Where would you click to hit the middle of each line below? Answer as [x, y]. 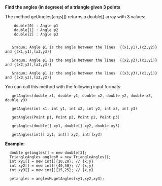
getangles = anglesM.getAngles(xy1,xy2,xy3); [57, 179]
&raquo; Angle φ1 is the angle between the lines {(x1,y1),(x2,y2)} [84, 47]
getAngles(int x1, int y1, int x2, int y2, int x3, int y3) [75, 109]
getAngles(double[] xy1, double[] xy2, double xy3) [66, 126]
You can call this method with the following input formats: [63, 87]
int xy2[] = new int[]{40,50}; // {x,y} [51, 166]
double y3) [16, 100]
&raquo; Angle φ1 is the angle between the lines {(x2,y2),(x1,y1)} [84, 60]
